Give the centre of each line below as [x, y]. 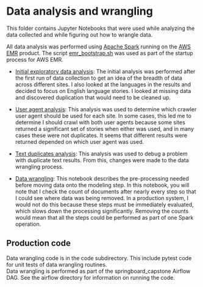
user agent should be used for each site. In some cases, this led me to [103, 116]
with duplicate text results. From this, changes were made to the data [102, 160]
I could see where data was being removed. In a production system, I [102, 198]
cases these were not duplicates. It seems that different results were [101, 135]
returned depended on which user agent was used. [80, 141]
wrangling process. [39, 166]
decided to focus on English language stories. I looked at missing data [103, 91]
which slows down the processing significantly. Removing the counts [102, 211]
